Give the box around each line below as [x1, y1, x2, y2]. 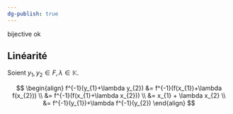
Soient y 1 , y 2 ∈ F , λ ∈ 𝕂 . [7, 68, 79, 79]
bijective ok [7, 30, 41, 38]
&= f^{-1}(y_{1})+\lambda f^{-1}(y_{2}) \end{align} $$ [42, 99, 196, 108]
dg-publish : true [7, 10, 59, 18]
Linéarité [7, 50, 47, 62]
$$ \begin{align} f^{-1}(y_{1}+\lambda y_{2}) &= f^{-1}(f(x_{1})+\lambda [16, 84, 222, 92]
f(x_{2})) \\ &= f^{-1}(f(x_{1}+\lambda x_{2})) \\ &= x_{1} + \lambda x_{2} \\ [12, 91, 226, 100]
